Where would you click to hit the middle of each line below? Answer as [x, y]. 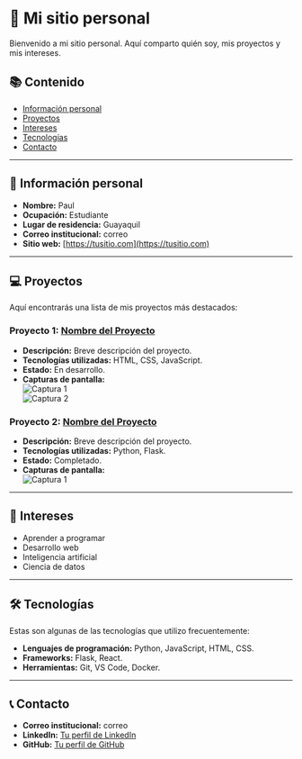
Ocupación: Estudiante [65, 214]
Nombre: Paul [48, 205]
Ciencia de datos [53, 566]
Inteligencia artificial [59, 556]
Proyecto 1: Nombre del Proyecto [82, 330]
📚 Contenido [47, 82]
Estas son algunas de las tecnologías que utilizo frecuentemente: [129, 630]
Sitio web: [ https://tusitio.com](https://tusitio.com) [115, 243]
